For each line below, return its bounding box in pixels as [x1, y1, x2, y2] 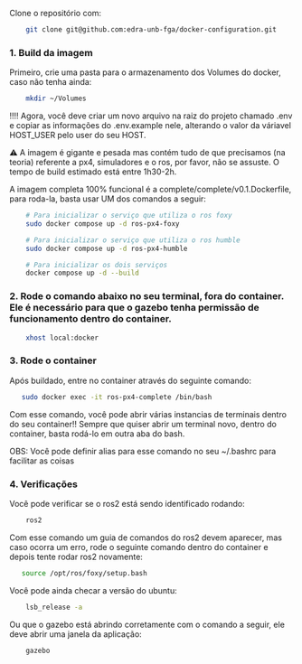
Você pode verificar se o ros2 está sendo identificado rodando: [9, 498, 246, 509]
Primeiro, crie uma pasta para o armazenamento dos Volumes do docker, [9, 67, 282, 78]
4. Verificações [9, 478, 79, 491]
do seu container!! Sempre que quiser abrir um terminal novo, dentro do [9, 418, 278, 429]
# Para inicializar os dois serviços [25, 260, 168, 269]
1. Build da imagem [9, 46, 93, 59]
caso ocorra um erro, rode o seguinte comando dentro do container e [9, 541, 269, 552]
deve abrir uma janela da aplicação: [9, 628, 142, 640]
